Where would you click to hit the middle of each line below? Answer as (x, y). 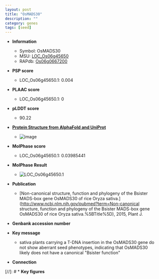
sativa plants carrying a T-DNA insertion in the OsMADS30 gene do (87, 242)
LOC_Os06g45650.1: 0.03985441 (52, 156)
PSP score (23, 71)
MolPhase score (29, 146)
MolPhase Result (29, 165)
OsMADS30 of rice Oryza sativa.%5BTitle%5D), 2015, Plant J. (81, 214)
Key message (26, 233)
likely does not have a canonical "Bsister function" (70, 253)
